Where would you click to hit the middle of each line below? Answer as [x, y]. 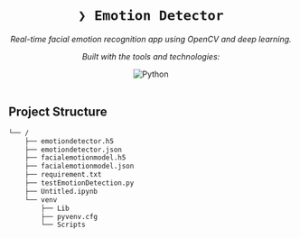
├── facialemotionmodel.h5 [75, 158]
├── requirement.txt [63, 175]
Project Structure [58, 112]
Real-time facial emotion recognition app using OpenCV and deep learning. [151, 39]
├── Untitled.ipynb [61, 191]
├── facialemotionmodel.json [80, 166]
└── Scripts [64, 225]
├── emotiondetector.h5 [70, 141]
